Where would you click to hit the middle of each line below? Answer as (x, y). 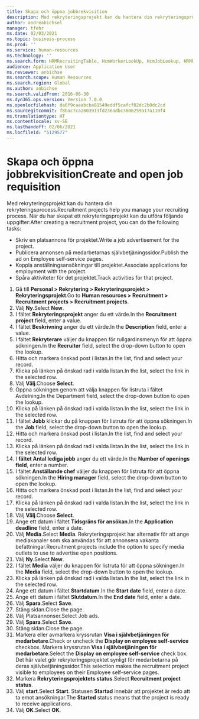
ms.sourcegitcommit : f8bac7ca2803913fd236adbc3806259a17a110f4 (86, 111)
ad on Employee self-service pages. (59, 258)
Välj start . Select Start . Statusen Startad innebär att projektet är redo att (103, 691)
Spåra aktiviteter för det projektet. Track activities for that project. (94, 277)
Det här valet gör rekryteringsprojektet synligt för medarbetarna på (97, 659)
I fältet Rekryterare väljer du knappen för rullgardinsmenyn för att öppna (104, 339)
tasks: (14, 228)
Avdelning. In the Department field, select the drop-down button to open (102, 396)
